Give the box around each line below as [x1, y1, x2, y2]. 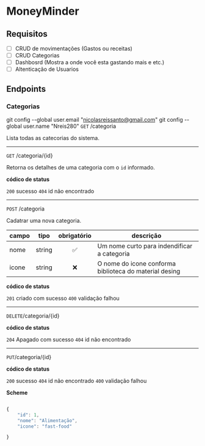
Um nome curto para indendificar [97, 242, 193, 250]
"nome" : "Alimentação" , [17, 417, 78, 423]
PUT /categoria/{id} [6, 353, 52, 360]
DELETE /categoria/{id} [6, 312, 60, 319]
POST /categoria [6, 205, 45, 212]
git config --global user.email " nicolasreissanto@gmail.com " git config [6, 116, 183, 123]
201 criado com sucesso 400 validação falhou [6, 294, 120, 302]
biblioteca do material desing [97, 267, 181, 275]
